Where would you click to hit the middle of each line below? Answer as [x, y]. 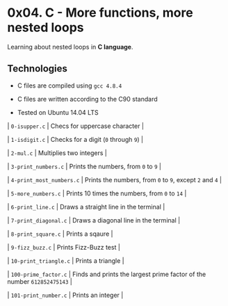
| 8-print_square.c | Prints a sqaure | [60, 234]
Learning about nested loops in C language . [70, 47]
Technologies [38, 69]
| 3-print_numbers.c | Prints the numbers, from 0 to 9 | [84, 166]
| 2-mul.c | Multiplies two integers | [57, 153]
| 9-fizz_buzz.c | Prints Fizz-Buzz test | [64, 247]
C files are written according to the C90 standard [87, 99]
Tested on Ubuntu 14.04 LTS [58, 112]
